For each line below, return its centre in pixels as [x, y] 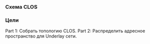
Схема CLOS [21, 7]
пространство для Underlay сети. [41, 36]
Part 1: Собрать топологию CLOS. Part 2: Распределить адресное [75, 31]
